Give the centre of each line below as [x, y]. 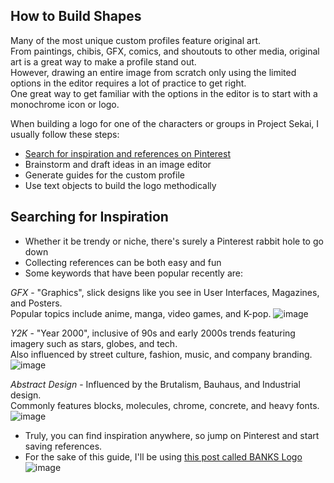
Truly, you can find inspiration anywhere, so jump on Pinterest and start [172, 435]
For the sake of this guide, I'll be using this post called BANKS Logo [163, 456]
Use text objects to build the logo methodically [120, 185]
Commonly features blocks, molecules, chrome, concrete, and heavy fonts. [165, 405]
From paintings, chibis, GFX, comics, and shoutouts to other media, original [165, 51]
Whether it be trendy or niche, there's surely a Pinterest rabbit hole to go [174, 241]
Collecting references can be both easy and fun [123, 262]
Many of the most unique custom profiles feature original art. [135, 40]
